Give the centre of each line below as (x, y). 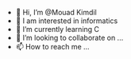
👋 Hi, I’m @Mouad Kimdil (56, 12)
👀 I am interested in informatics (67, 21)
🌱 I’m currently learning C (58, 29)
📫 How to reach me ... (52, 47)
